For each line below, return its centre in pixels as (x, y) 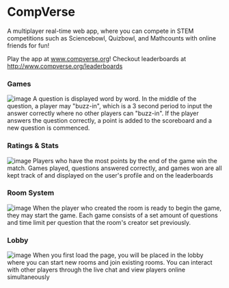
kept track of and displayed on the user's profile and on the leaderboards (110, 175)
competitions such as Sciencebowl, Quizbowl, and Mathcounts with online (112, 38)
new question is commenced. (49, 128)
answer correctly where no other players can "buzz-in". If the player (103, 113)
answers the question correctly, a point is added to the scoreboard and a (109, 121)
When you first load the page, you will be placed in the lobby (118, 255)
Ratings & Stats (33, 146)
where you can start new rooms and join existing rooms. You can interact (110, 263)
